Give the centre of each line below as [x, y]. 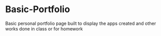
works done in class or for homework [44, 28]
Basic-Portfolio [38, 9]
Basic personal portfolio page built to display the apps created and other [81, 23]
